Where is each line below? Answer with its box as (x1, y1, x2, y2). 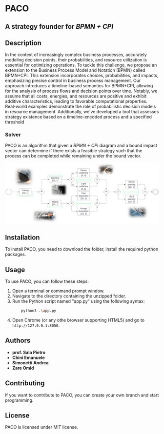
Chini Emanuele (12, 355, 45, 360)
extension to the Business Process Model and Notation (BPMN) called (5, 67, 145, 73)
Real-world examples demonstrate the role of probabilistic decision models (5, 103, 156, 110)
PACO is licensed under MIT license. (5, 424, 78, 430)
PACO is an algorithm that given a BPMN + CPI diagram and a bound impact (5, 142, 158, 148)
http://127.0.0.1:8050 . (12, 322, 60, 328)
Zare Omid (12, 365, 34, 371)
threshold (5, 119, 24, 125)
